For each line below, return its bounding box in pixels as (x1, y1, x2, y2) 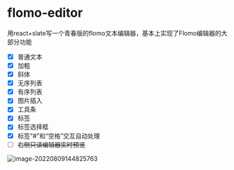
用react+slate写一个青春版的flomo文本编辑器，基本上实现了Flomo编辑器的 (7, 29, 222, 37)
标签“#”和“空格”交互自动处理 (17, 132, 100, 140)
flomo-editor (7, 5, 83, 21)
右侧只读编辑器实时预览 (17, 140, 85, 148)
